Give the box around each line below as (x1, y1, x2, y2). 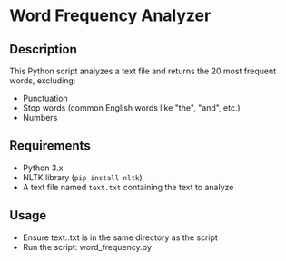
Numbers (22, 112, 58, 122)
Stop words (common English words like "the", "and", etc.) (22, 102, 241, 113)
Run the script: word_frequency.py (22, 241, 152, 252)
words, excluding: (9, 75, 76, 86)
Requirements (9, 138, 91, 154)
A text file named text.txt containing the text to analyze (22, 181, 234, 192)
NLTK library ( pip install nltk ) (22, 171, 143, 182)
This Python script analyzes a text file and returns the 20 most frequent (9, 65, 277, 76)
